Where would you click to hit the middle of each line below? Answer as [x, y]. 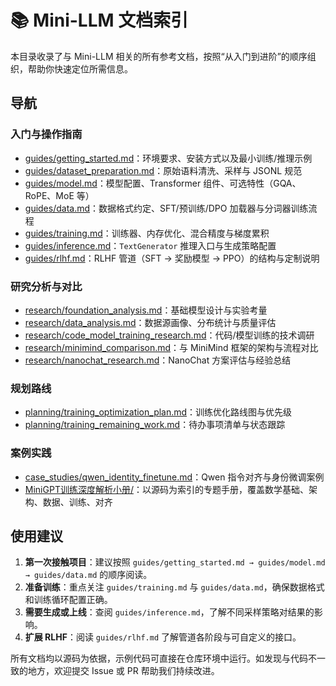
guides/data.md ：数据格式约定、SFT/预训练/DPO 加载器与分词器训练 [166, 208]
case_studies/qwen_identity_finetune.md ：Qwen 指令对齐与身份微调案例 [174, 477]
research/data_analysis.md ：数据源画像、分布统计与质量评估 [150, 322]
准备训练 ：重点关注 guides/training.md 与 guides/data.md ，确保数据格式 [174, 587]
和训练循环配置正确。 [68, 600]
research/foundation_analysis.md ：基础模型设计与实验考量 [146, 310]
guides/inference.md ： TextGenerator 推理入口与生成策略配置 [150, 245]
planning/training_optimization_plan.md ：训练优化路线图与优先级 [158, 412]
